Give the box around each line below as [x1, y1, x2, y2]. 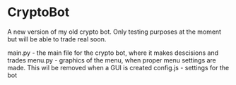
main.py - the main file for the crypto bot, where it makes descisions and [7, 48, 219, 57]
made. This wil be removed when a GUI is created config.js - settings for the [7, 63, 230, 72]
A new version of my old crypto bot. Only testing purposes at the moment [7, 27, 221, 36]
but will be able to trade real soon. [7, 34, 107, 43]
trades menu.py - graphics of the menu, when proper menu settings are [7, 55, 217, 64]
